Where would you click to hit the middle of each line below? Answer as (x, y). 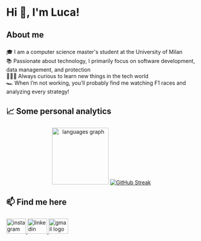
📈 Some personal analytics (59, 111)
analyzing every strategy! (38, 91)
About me (25, 35)
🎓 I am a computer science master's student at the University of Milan (94, 51)
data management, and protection (49, 70)
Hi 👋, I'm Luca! (43, 12)
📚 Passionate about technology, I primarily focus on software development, (101, 61)
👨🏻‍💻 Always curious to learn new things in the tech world (78, 76)
